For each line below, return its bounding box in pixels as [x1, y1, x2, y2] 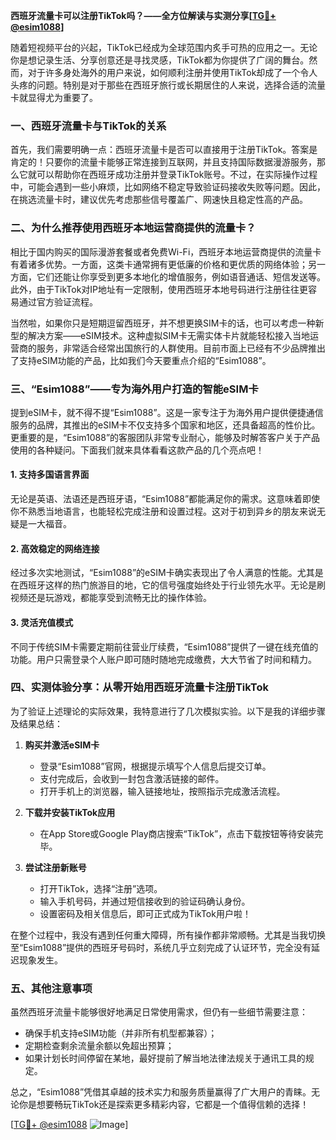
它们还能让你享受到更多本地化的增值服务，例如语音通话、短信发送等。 [36, 270, 326, 283]
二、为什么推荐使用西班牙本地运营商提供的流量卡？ [10, 221, 257, 235]
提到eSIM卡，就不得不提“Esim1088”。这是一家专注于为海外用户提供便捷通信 [10, 406, 324, 418]
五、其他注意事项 [10, 981, 93, 995]
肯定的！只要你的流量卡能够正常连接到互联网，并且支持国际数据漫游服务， [10, 156, 317, 168]
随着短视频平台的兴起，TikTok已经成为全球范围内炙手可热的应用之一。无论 [10, 42, 318, 53]
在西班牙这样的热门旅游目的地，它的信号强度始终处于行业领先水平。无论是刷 [10, 579, 326, 591]
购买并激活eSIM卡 [24, 739, 100, 751]
